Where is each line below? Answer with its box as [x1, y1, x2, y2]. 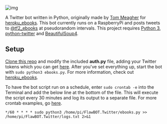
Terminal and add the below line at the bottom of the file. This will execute [5, 89, 158, 95]
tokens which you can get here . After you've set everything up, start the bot [5, 63, 162, 70]
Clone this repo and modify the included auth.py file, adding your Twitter [5, 58, 157, 64]
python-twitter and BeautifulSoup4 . [5, 31, 79, 36]
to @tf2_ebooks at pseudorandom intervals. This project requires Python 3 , [5, 25, 161, 31]
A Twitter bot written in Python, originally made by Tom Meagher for [5, 15, 146, 20]
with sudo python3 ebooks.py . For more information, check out [5, 69, 134, 75]
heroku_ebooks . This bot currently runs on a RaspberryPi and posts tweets [5, 20, 160, 26]
